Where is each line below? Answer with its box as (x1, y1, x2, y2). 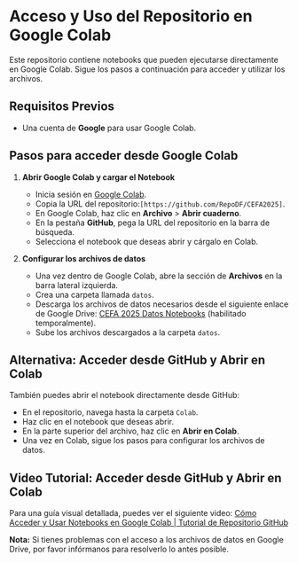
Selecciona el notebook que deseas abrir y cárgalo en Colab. (35, 236, 259, 246)
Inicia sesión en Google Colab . (35, 189, 147, 199)
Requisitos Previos (9, 99, 115, 114)
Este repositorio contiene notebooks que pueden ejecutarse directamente (9, 54, 279, 65)
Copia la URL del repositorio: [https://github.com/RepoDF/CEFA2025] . (35, 198, 286, 209)
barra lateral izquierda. (35, 279, 118, 290)
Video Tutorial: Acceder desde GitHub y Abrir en (9, 470, 282, 485)
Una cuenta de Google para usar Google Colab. (21, 122, 197, 133)
